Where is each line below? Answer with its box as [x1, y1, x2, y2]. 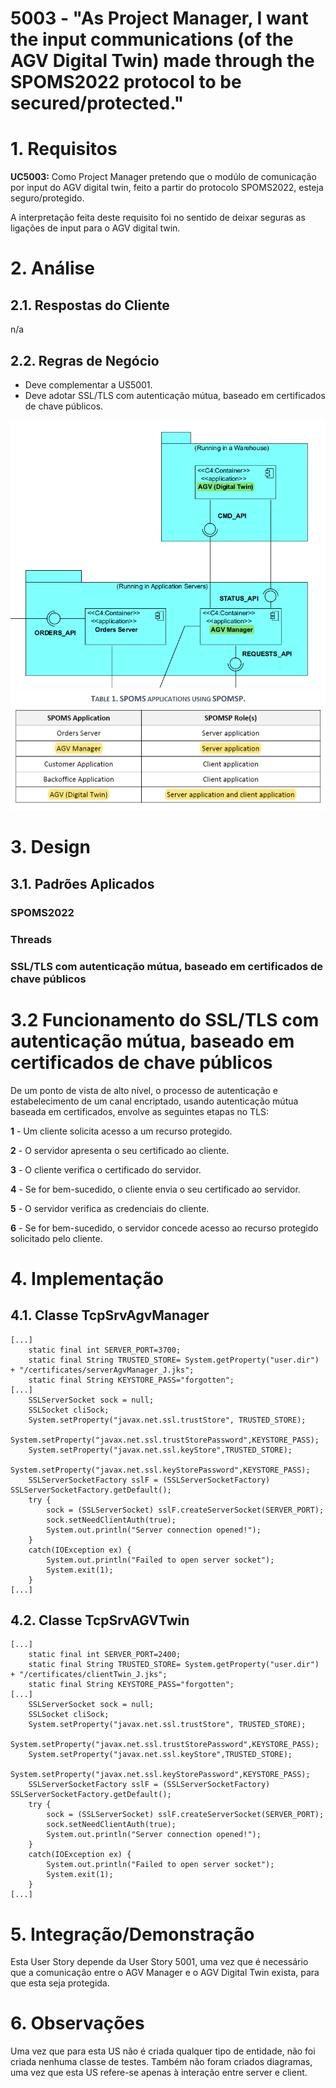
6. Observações [10, 2012, 145, 2035]
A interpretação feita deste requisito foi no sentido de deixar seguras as [10, 212, 306, 224]
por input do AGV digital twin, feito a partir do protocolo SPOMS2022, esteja [10, 182, 324, 194]
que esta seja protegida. [10, 1977, 110, 1989]
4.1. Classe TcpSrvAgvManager [10, 1307, 210, 1324]
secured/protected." [10, 92, 185, 115]
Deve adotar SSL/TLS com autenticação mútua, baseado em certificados [24, 389, 326, 401]
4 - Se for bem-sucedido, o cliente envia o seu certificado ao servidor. [10, 1183, 301, 1195]
